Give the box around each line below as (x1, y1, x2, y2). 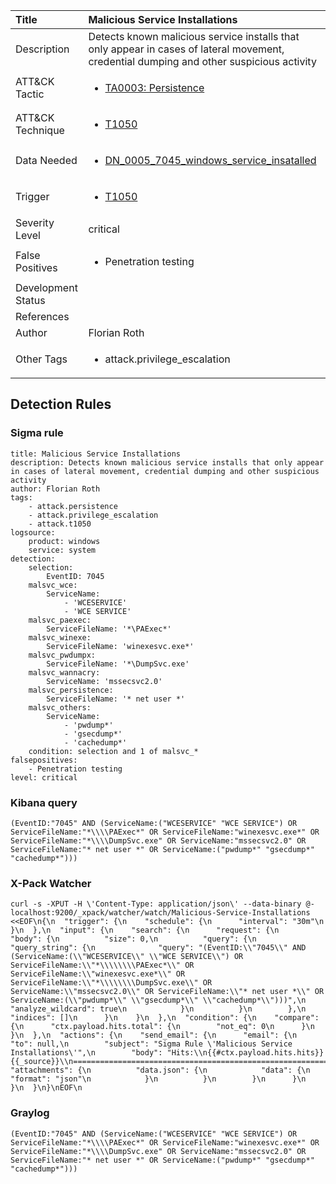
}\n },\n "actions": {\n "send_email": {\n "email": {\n (10, 1030, 298, 1041)
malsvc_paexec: (28, 615, 92, 625)
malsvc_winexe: (28, 632, 92, 643)
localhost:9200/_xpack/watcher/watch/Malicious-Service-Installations (10, 908, 311, 918)
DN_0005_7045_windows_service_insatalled (104, 154, 317, 167)
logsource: (10, 527, 56, 538)
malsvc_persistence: (28, 685, 114, 695)
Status (15, 294, 46, 307)
